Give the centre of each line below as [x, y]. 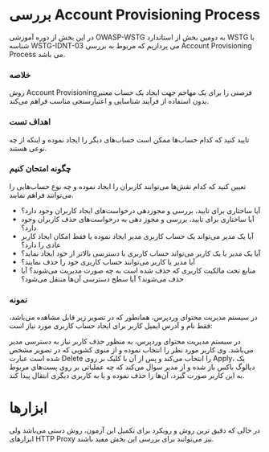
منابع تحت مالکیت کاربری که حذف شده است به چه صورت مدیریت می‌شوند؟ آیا [138, 270]
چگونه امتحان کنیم [40, 169]
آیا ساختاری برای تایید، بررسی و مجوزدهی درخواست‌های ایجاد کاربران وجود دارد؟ [141, 210]
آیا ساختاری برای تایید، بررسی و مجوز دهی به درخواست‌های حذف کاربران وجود [138, 219]
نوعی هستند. [28, 148]
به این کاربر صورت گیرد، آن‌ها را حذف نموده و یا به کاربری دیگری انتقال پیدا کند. [127, 376]
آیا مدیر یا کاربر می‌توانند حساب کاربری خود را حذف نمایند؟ [108, 261]
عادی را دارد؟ [41, 244]
